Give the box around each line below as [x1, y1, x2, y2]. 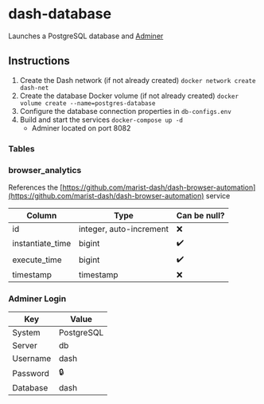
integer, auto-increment [78, 223, 169, 234]
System [12, 328, 41, 339]
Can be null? [176, 210, 225, 221]
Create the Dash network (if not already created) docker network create [19, 75, 256, 84]
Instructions [8, 54, 70, 68]
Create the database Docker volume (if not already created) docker [19, 91, 239, 100]
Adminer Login [8, 292, 67, 304]
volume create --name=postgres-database [19, 99, 156, 108]
